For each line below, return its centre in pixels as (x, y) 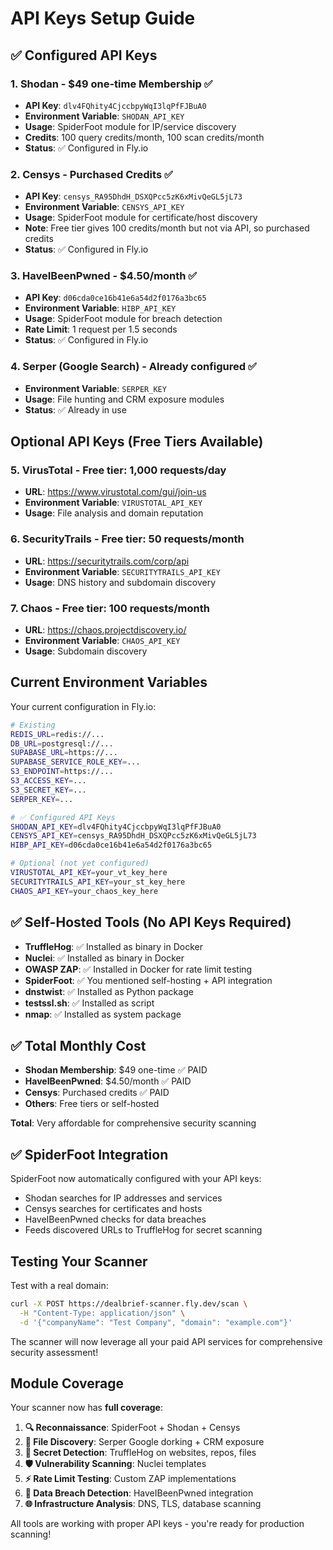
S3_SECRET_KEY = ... (48, 790)
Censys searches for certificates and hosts (113, 1209)
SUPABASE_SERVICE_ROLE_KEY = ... (75, 762)
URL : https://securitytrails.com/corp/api (107, 561)
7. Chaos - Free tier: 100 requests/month (110, 608)
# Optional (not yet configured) (80, 863)
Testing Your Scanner (79, 1261)
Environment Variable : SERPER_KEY (95, 388)
